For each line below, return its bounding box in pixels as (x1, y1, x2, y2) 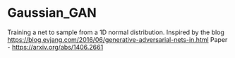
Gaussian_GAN (7, 5, 97, 21)
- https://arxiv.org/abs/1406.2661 (7, 43, 104, 51)
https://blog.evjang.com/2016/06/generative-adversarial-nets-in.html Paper (7, 35, 228, 43)
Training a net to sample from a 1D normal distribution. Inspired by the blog (7, 28, 224, 36)
